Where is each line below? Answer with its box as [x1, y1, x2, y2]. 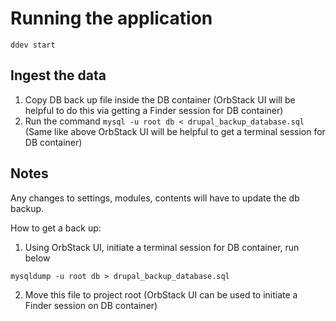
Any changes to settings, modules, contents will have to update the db [10, 192, 300, 204]
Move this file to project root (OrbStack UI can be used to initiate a [24, 288, 298, 301]
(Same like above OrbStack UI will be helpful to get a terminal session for [24, 125, 326, 137]
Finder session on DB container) [24, 299, 158, 311]
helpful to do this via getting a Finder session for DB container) [24, 104, 284, 116]
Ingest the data [10, 67, 107, 84]
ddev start [10, 40, 56, 50]
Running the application [10, 7, 213, 30]
